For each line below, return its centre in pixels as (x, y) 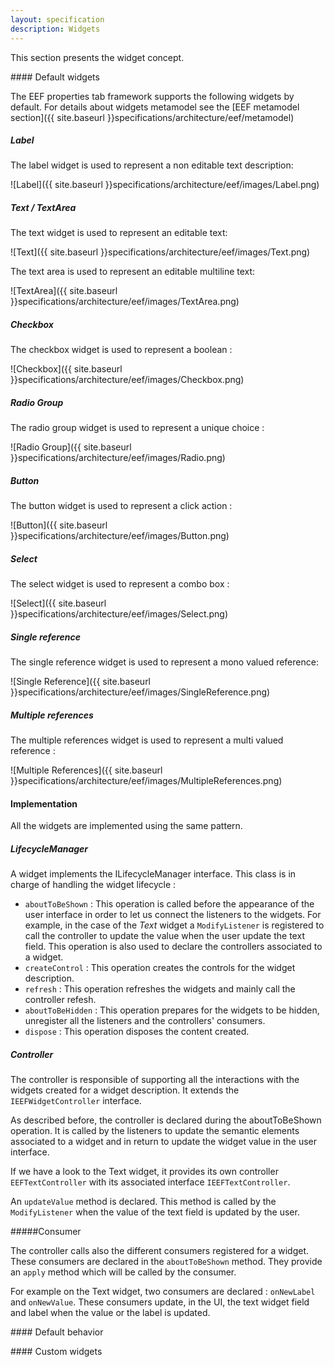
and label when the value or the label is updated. (110, 1313)
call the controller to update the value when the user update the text (164, 936)
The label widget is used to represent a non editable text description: (152, 165)
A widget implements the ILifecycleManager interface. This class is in (153, 874)
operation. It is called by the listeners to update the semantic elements (155, 1131)
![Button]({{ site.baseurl (59, 525)
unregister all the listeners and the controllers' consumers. (145, 1021)
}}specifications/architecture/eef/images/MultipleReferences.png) (146, 781)
